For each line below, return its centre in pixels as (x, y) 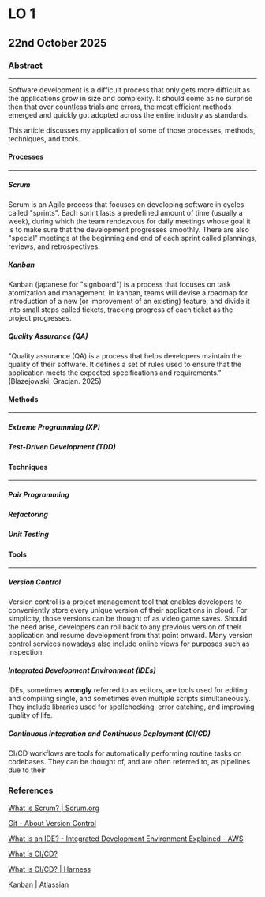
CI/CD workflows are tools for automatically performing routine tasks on (125, 753)
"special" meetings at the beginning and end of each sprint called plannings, (132, 238)
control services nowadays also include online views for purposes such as (129, 644)
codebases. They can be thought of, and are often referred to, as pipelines (129, 762)
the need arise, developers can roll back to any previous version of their (125, 627)
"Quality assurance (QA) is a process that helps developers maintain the (125, 355)
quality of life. (30, 715)
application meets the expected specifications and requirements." (115, 373)
